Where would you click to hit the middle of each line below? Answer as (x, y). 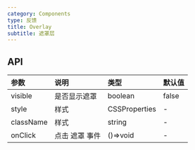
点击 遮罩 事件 (77, 136)
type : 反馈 (22, 20)
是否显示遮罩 (76, 97)
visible (22, 96)
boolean (121, 96)
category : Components (39, 14)
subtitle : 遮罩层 (31, 33)
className (29, 122)
